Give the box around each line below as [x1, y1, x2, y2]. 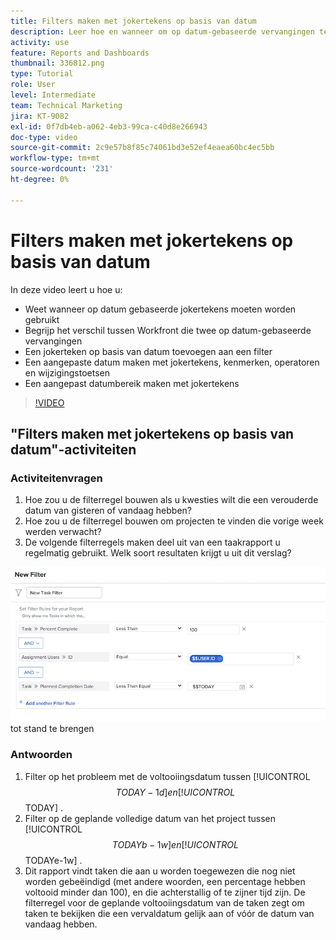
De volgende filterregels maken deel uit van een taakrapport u [24, 536, 281, 549]
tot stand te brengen [10, 723, 95, 735]
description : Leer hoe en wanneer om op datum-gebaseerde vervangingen [10, 26, 315, 37]
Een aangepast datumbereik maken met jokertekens [24, 377, 240, 389]
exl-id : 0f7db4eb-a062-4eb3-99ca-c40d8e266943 [10, 121, 208, 132]
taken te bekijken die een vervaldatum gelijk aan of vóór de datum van [24, 907, 315, 919]
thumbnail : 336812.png [10, 58, 105, 69]
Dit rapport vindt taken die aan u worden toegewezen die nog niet [24, 865, 296, 877]
